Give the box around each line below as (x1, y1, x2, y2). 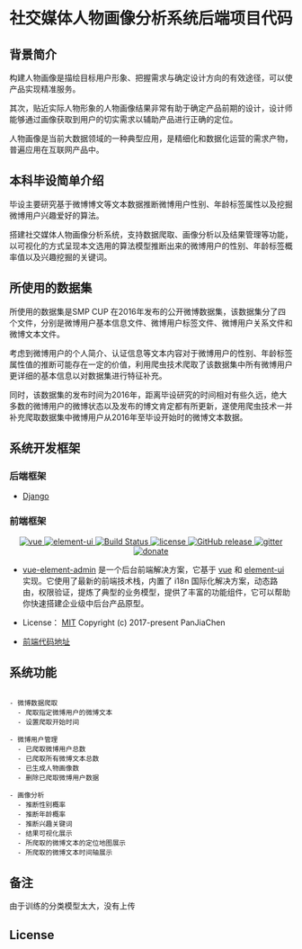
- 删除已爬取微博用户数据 (17, 774, 100, 783)
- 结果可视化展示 (17, 829, 73, 838)
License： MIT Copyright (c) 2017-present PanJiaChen (22, 617, 226, 628)
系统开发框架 (9, 441, 81, 456)
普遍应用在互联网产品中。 (9, 145, 104, 155)
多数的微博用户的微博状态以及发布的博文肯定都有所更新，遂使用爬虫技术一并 (9, 400, 293, 411)
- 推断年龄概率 (17, 810, 66, 819)
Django (22, 491, 49, 502)
